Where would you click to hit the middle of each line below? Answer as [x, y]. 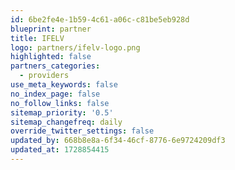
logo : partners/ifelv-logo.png [75, 47]
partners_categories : [55, 66]
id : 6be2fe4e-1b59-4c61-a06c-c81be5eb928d [100, 19]
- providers [44, 76]
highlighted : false [51, 57]
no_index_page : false [55, 94]
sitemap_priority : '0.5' [62, 112]
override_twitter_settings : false [82, 131]
